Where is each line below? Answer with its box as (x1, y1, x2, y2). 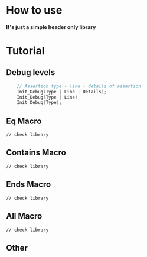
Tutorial (6, 44, 45, 57)
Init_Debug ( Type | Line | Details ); (17, 89, 107, 95)
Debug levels (6, 67, 55, 77)
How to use (6, 4, 63, 17)
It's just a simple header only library (6, 23, 96, 30)
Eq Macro (6, 116, 42, 126)
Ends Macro (6, 180, 51, 190)
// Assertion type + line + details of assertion (17, 83, 142, 89)
